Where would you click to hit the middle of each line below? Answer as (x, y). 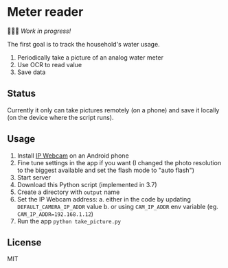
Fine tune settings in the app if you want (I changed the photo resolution (119, 162)
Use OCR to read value (49, 64)
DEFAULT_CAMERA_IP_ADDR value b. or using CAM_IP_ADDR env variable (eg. (117, 206)
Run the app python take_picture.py (69, 221)
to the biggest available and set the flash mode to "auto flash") (105, 170)
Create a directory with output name (68, 192)
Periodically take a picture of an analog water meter (90, 57)
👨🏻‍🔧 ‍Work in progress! (39, 31)
